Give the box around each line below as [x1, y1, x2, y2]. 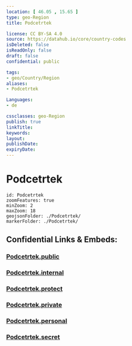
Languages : [6, 97, 33, 103]
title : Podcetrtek [6, 20, 52, 26]
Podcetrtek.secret [6, 333, 61, 341]
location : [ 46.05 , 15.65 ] [6, 8, 78, 15]
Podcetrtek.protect [6, 285, 63, 293]
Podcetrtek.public [6, 253, 59, 261]
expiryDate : [6, 147, 36, 153]
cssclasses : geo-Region [6, 113, 65, 119]
